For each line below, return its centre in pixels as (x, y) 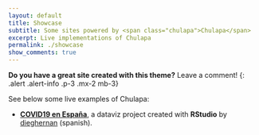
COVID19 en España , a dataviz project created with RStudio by (123, 114)
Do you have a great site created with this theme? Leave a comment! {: (126, 75)
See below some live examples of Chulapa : (79, 99)
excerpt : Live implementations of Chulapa (80, 38)
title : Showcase (35, 23)
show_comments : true (43, 52)
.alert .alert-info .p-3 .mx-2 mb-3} (64, 83)
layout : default (35, 15)
